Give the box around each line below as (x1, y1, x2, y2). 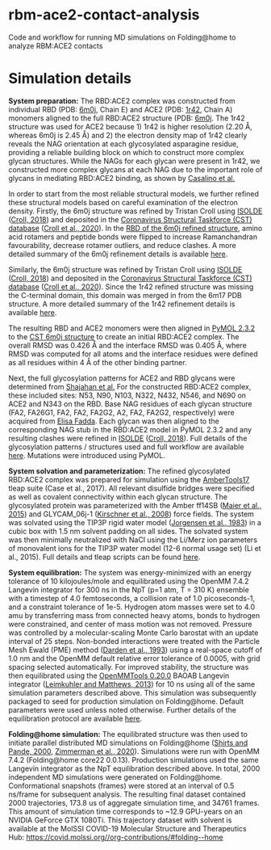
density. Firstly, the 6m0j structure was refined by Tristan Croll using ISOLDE (8, 206, 263, 216)
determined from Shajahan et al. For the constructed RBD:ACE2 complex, (8, 381, 252, 391)
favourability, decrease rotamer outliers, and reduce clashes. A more (8, 240, 236, 250)
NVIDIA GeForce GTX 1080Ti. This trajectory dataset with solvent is (8, 814, 232, 825)
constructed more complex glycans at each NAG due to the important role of (8, 164, 263, 175)
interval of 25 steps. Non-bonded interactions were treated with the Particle (8, 636, 261, 646)
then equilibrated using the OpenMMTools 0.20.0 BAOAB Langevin (8, 671, 230, 680)
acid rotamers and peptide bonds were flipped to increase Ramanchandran (8, 232, 258, 242)
